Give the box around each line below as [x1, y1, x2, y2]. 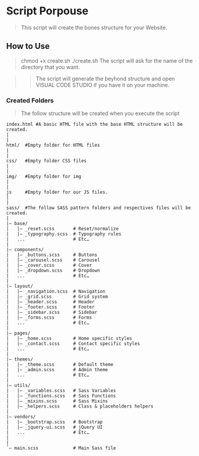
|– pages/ [6, 330, 31, 337]
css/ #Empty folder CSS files [6, 158, 87, 164]
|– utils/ [6, 383, 31, 389]
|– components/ [6, 247, 44, 253]
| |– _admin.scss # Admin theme [6, 367, 109, 373]
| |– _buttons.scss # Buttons [6, 252, 97, 258]
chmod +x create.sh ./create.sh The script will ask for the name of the [20, 57, 193, 64]
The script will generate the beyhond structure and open [35, 75, 175, 82]
